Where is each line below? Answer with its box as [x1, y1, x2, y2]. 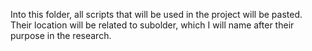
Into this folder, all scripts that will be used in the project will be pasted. [10, 9, 303, 20]
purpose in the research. [10, 30, 112, 41]
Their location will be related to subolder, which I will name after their [10, 19, 295, 31]
